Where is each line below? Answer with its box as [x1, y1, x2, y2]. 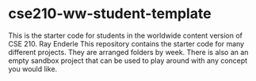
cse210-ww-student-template [8, 5, 212, 23]
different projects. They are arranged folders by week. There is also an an [8, 47, 249, 57]
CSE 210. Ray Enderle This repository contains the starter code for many [8, 39, 244, 48]
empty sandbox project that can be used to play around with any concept [8, 56, 248, 65]
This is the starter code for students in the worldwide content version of [8, 31, 243, 40]
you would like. [8, 64, 58, 73]
